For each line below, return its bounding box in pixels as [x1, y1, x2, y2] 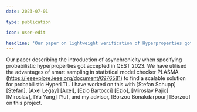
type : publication [6, 19, 51, 25]
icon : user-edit [6, 30, 46, 36]
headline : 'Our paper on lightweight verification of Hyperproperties [6, 40, 182, 46]
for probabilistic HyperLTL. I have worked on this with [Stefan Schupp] [6, 81, 176, 88]
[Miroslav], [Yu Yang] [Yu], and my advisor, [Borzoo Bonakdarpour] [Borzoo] [6, 93, 191, 100]
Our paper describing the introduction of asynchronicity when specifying [6, 56, 182, 63]
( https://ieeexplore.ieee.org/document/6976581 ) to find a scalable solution [6, 75, 186, 82]
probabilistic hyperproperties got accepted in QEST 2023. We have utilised [6, 62, 187, 69]
